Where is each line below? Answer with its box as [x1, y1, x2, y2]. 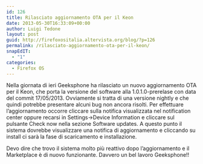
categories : [6, 59, 36, 65]
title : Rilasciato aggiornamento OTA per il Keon [6, 15, 134, 21]
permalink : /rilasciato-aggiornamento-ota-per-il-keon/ [6, 43, 150, 49]
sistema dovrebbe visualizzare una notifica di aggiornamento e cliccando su [6, 126, 196, 134]
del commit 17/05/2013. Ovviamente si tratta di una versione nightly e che [6, 94, 189, 102]
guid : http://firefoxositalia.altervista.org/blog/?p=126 [6, 37, 155, 43]
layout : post [6, 31, 39, 38]
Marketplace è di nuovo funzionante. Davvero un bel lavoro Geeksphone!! [6, 151, 190, 159]
